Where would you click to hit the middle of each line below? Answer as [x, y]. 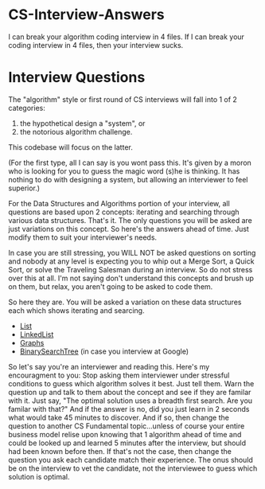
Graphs [32, 342]
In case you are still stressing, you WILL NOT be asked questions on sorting [132, 252]
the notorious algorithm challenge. [76, 131]
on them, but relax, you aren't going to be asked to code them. [111, 286]
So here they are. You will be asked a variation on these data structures [125, 302]
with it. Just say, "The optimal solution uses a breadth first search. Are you [131, 401]
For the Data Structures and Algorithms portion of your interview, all [119, 203]
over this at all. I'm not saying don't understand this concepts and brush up [131, 278]
